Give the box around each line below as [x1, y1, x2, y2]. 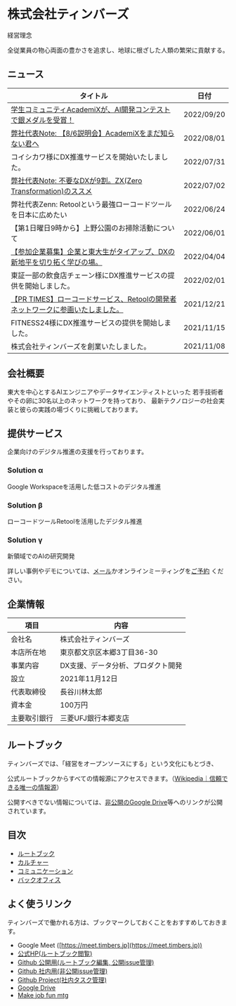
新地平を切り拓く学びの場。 [11, 257, 103, 267]
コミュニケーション [17, 866, 74, 875]
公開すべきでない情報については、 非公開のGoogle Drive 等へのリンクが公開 [7, 797, 223, 806]
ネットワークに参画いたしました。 [11, 305, 124, 315]
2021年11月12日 [60, 674, 118, 684]
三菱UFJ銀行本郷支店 [60, 713, 130, 723]
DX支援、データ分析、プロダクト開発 [60, 661, 183, 670]
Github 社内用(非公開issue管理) [17, 967, 108, 975]
